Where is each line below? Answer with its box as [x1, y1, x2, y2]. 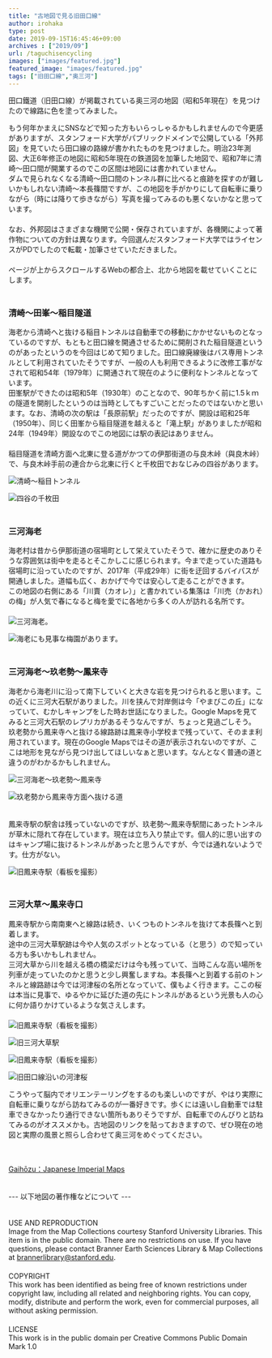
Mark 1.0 [8, 1341, 37, 1351]
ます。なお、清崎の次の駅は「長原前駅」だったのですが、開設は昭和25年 [8, 408, 251, 418]
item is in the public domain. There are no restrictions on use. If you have [8, 1235, 252, 1244]
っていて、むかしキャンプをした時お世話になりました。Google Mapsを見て [8, 706, 257, 716]
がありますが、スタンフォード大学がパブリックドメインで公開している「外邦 [8, 133, 263, 143]
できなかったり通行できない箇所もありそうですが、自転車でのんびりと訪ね [15, 1109, 264, 1119]
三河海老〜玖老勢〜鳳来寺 [8, 666, 108, 678]
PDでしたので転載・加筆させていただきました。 [22, 244, 182, 254]
